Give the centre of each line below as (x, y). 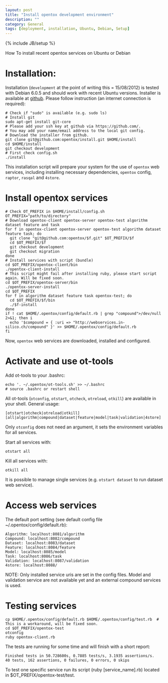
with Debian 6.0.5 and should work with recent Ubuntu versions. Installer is (83, 93)
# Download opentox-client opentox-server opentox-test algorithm (76, 221)
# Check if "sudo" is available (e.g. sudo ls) (56, 113)
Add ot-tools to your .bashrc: (35, 375)
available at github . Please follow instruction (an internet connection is (78, 98)
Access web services (51, 506)
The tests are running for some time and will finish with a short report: (78, 646)
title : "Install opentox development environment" (60, 15)
